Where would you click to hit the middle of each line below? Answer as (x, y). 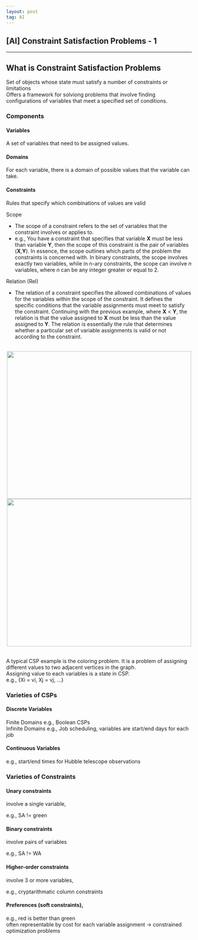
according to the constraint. (48, 337)
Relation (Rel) (22, 281)
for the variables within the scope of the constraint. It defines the (93, 299)
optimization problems (33, 931)
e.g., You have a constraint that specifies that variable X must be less (99, 238)
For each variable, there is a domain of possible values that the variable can (98, 170)
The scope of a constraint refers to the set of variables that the (91, 226)
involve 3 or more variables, (40, 880)
